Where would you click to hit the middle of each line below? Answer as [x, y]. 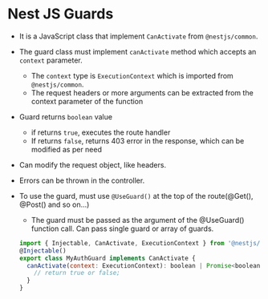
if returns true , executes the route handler [101, 132]
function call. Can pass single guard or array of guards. [122, 228]
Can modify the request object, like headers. [92, 164]
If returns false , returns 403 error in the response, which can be [138, 140]
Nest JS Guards [61, 14]
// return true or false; [77, 273]
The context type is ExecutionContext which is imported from [132, 75]
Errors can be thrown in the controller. [82, 180]
